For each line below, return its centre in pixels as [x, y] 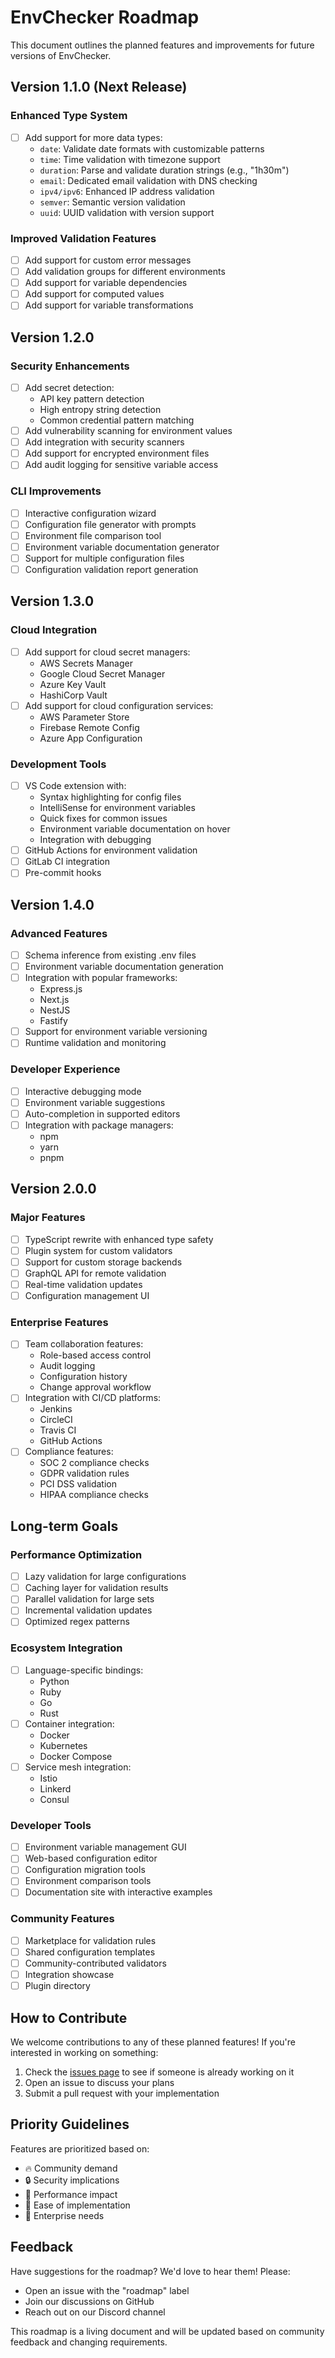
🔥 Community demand [71, 2168]
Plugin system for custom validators [98, 1250]
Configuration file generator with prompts [110, 524]
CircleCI [56, 1420]
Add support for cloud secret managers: [107, 652]
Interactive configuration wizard [90, 513]
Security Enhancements [70, 366]
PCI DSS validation [78, 1484]
